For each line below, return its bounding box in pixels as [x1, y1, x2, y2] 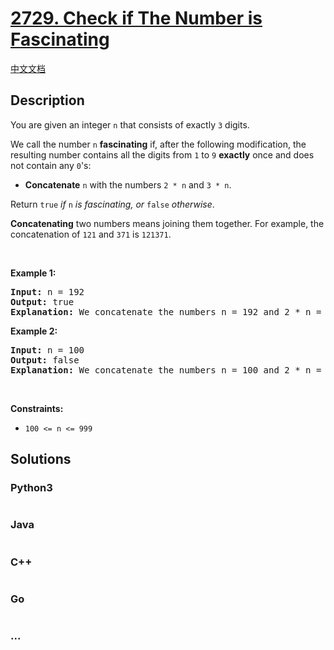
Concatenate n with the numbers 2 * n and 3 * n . [24, 178, 232, 191]
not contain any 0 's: [10, 159, 92, 171]
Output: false [10, 354, 80, 366]
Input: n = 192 [10, 286, 85, 297]
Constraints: [10, 402, 64, 414]
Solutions [10, 451, 72, 468]
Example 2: [10, 325, 58, 337]
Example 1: [10, 267, 57, 279]
